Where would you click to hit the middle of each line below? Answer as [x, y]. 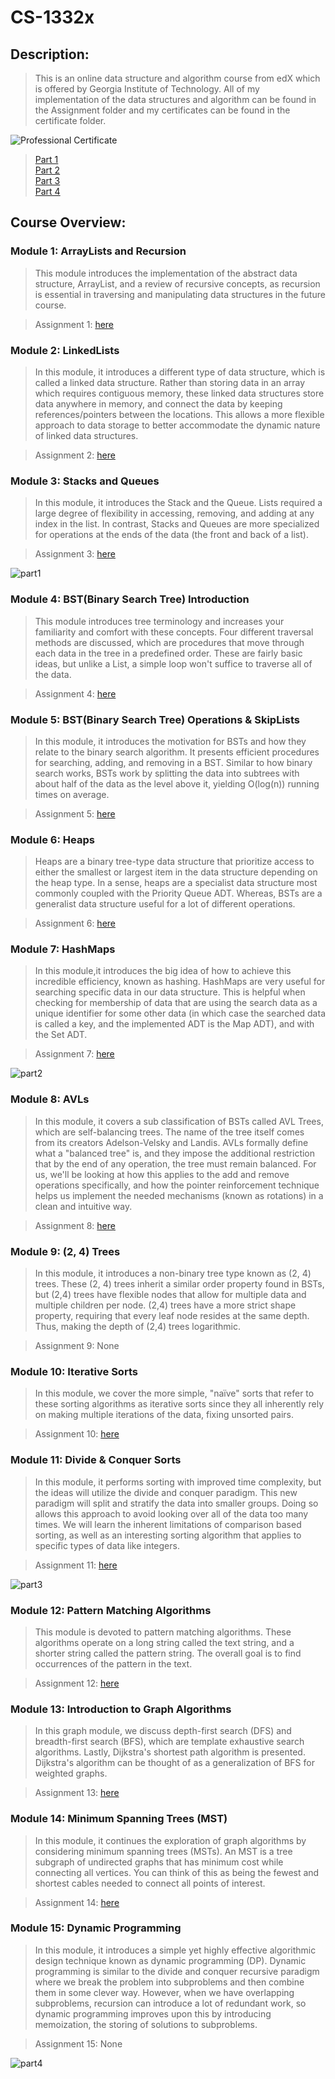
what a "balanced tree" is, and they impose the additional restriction [175, 1153]
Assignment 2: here [75, 455]
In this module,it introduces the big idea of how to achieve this [163, 971]
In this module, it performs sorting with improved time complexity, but [178, 1482]
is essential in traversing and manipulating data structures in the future [180, 294]
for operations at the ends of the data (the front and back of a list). [171, 535]
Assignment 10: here [77, 1434]
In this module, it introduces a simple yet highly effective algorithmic [175, 1950]
